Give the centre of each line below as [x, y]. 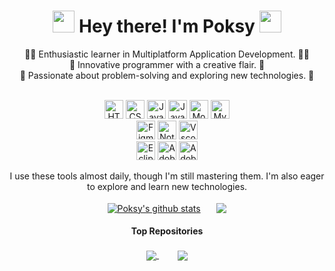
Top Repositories [167, 231]
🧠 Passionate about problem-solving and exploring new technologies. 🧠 [167, 75]
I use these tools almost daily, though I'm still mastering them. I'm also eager [167, 176]
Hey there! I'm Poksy [167, 26]
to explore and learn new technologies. [167, 186]
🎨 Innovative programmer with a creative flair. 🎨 [167, 64]
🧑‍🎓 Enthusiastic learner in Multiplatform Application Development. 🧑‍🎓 [167, 54]
